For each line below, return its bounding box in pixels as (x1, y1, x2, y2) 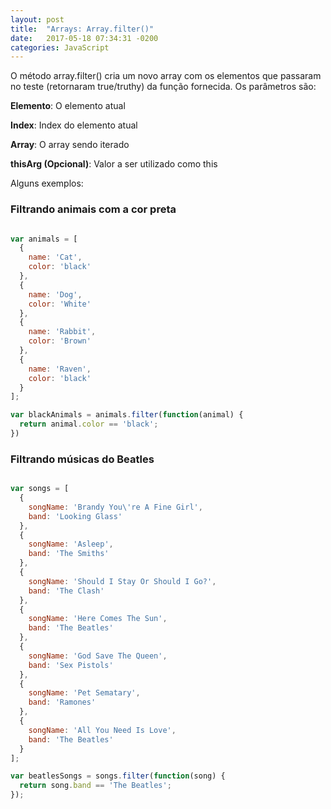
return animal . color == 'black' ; (19, 419, 159, 430)
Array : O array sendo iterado (10, 139, 130, 151)
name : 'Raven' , (28, 364, 92, 374)
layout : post (10, 14, 65, 25)
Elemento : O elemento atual (10, 100, 126, 112)
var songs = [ (10, 484, 70, 494)
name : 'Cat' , (28, 252, 83, 263)
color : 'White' (28, 299, 92, 309)
